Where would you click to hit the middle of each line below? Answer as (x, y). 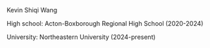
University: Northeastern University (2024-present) (81, 37)
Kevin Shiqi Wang (32, 10)
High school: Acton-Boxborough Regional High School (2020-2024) (105, 23)
